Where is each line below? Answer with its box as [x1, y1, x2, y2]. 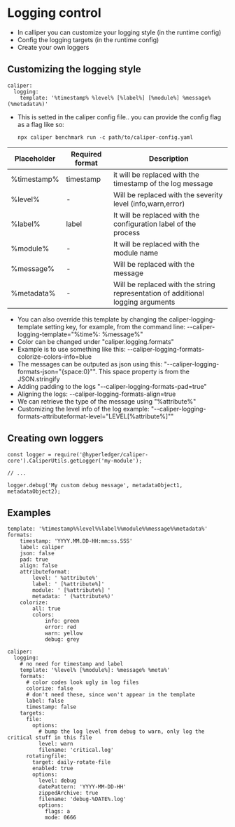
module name [113, 248, 159, 258]
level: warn [38, 741, 73, 748]
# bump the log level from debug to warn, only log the [38, 728, 205, 735]
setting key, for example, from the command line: [44, 322, 186, 331]
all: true [32, 605, 61, 612]
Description [149, 153, 189, 163]
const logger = [7, 451, 52, 458]
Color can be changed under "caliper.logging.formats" [17, 337, 175, 345]
